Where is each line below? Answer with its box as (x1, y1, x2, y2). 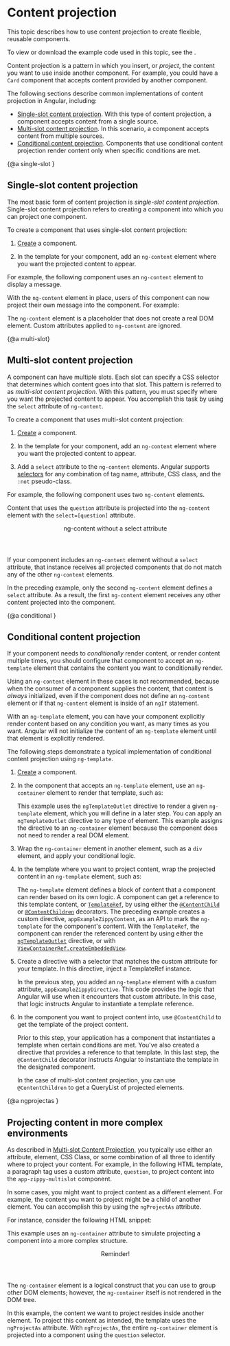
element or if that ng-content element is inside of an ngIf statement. (7, 699, 199, 708)
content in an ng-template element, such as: (16, 872, 142, 881)
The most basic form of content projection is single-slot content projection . (7, 198, 220, 206)
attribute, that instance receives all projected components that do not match (7, 563, 222, 571)
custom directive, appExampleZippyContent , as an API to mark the (16, 915, 200, 923)
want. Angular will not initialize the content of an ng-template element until (7, 727, 217, 735)
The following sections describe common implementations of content (7, 89, 204, 97)
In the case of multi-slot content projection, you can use (16, 1076, 176, 1084)
